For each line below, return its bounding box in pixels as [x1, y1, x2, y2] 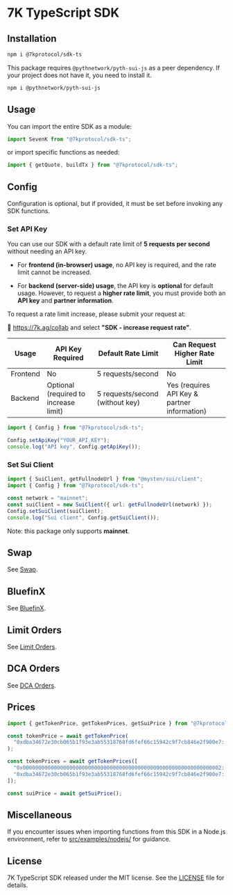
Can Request [173, 340, 216, 349]
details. [7, 881, 28, 889]
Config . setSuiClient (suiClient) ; [7, 507, 104, 514]
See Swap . [7, 565, 38, 573]
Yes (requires [166, 381, 210, 390]
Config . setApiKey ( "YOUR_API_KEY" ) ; [7, 437, 110, 444]
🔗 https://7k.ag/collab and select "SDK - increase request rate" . [7, 324, 192, 332]
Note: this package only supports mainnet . [7, 527, 130, 535]
